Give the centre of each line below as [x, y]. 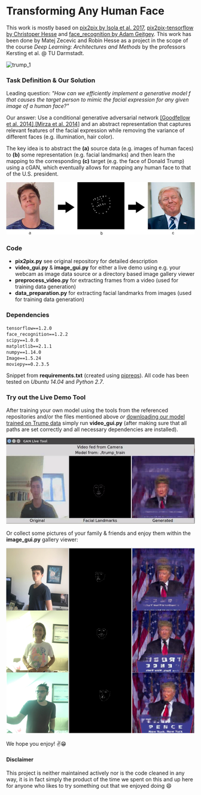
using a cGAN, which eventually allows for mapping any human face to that [99, 168]
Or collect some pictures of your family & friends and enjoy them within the [99, 533]
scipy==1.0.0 [22, 340]
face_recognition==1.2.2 [37, 334]
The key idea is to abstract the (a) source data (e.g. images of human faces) [100, 149]
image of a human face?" [38, 106]
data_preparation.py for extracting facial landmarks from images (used [103, 293]
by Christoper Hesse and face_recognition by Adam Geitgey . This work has [99, 34]
